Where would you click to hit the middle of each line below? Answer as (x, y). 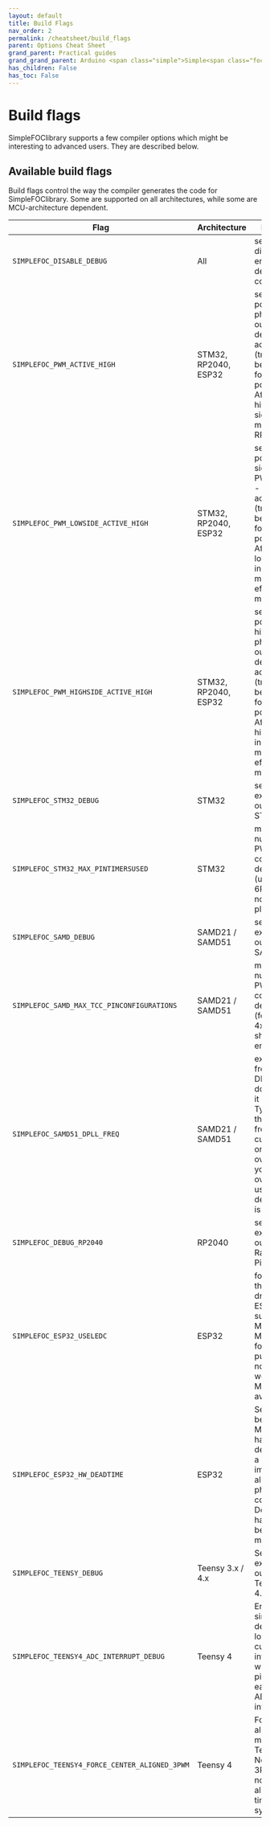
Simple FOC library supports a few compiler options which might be (119, 137)
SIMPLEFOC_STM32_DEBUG (55, 801)
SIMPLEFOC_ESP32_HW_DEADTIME (68, 1475)
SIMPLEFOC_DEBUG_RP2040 (58, 1243)
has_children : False (43, 68)
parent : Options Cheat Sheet (57, 46)
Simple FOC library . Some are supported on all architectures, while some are (133, 199)
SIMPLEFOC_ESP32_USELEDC (60, 1336)
